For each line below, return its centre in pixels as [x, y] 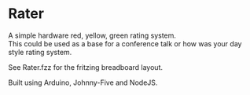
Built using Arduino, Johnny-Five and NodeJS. [83, 82]
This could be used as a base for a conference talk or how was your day [125, 43]
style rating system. [40, 52]
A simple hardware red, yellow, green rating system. [92, 35]
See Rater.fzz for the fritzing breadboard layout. [86, 67]
